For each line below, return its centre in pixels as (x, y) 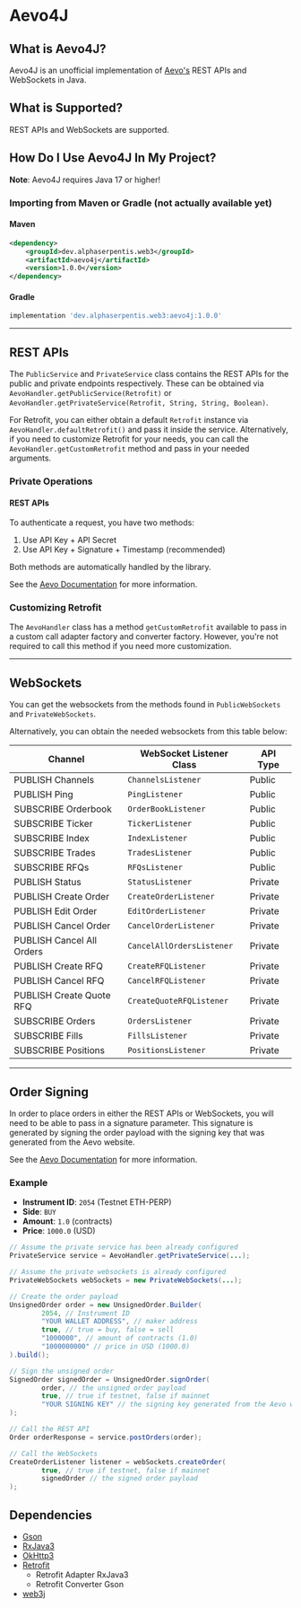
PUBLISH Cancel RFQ (59, 981)
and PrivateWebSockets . (53, 714)
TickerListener (160, 824)
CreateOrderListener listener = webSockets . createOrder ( (118, 1462)
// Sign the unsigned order (62, 1371)
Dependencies (51, 1515)
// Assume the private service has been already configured (124, 1248)
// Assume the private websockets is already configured (118, 1272)
